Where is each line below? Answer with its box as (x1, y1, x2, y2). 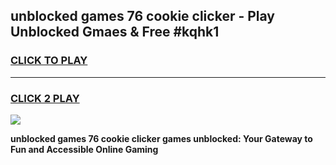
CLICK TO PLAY (10, 54, 88, 68)
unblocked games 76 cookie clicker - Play (10, 8, 275, 25)
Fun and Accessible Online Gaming (10, 143, 159, 155)
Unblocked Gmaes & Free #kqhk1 (10, 24, 220, 41)
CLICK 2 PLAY (10, 91, 80, 105)
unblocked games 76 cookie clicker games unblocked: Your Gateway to (10, 132, 313, 144)
